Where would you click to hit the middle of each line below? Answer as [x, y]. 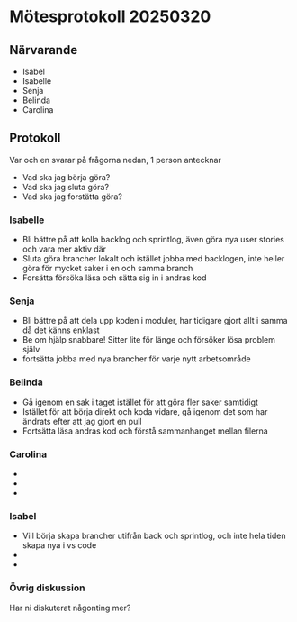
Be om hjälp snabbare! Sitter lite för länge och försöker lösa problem [149, 340]
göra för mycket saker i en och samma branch [108, 269]
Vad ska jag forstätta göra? [72, 197]
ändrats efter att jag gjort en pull [82, 421]
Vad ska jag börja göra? [66, 177]
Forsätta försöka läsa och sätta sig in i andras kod [114, 278]
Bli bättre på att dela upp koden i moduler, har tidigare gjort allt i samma [155, 321]
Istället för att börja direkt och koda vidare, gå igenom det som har [145, 411]
